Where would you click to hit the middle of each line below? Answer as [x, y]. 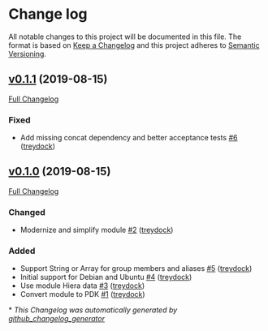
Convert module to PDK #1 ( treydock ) [82, 294]
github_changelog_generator [57, 319]
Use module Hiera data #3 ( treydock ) [82, 286]
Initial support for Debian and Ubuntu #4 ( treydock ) [106, 277]
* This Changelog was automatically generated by [93, 310]
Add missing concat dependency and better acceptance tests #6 [129, 138]
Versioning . [28, 54]
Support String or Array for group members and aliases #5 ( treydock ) [136, 269]
